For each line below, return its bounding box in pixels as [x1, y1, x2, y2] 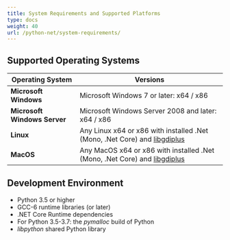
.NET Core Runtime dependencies [16, 210, 114, 218]
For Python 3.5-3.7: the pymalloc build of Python [16, 217, 155, 226]
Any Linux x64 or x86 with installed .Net [79, 126, 209, 136]
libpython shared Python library [16, 224, 106, 233]
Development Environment [7, 178, 124, 189]
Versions [134, 75, 165, 84]
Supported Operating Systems [7, 54, 140, 66]
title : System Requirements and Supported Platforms [7, 10, 161, 17]
